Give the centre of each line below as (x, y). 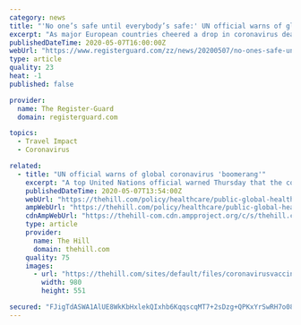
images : (39, 266)
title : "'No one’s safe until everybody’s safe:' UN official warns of (146, 26)
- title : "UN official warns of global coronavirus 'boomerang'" (142, 174)
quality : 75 (47, 257)
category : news (38, 17)
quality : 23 (31, 68)
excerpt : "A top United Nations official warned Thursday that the (154, 183)
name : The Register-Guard (66, 108)
